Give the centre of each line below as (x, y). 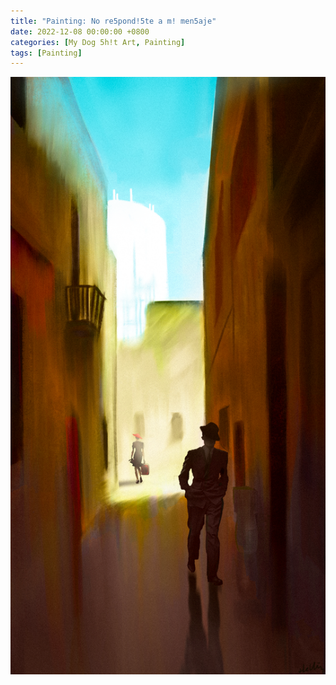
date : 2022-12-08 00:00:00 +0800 (80, 31)
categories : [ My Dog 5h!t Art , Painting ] (98, 42)
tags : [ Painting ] (46, 53)
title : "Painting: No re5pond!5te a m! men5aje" (113, 21)
